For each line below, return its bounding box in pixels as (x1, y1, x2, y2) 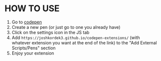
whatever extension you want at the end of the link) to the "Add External (11, 40, 157, 45)
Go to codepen (11, 19, 42, 25)
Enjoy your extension (11, 50, 54, 56)
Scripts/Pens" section (11, 45, 56, 51)
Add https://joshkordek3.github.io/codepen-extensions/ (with (11, 35, 140, 41)
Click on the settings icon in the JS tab (11, 29, 90, 35)
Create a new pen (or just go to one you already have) (11, 24, 121, 30)
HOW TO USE (4, 3, 60, 14)
